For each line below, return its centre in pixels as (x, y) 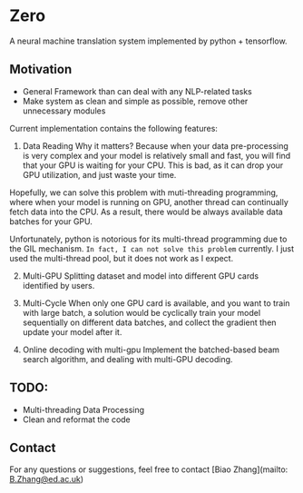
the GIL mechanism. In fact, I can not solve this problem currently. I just (152, 248)
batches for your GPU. (51, 221)
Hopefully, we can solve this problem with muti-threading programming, (144, 192)
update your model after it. (72, 331)
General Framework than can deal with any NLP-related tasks (137, 91)
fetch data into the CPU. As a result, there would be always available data (146, 212)
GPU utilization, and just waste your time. (99, 174)
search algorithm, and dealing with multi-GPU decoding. (127, 359)
